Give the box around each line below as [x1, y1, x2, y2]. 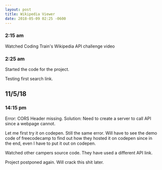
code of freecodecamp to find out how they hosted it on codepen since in [5, 135, 153, 141]
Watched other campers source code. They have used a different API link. [5, 150, 153, 155]
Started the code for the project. [5, 66, 69, 72]
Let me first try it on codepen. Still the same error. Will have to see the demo [5, 130, 158, 136]
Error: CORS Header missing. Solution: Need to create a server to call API [5, 115, 151, 121]
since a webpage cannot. [5, 120, 56, 126]
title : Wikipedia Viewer [5, 12, 55, 17]
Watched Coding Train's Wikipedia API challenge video [5, 43, 115, 49]
